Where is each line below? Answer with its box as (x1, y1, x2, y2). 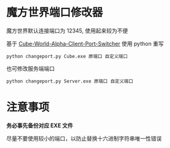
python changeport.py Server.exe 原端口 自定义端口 (6, 78, 133, 84)
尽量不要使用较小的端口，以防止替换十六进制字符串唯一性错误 (6, 135, 162, 142)
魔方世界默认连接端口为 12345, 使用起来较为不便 (6, 27, 128, 34)
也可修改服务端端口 (6, 65, 55, 72)
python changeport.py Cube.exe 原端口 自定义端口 (6, 53, 128, 59)
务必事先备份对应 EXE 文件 (6, 122, 73, 129)
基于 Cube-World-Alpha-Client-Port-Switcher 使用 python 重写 (6, 40, 164, 47)
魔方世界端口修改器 (6, 6, 103, 20)
